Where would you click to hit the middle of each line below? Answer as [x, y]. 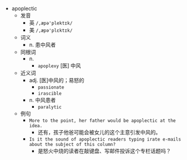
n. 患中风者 [42, 45]
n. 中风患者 [42, 100]
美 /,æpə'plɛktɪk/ [51, 30]
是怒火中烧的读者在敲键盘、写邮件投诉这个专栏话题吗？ [104, 151]
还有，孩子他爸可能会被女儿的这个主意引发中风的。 [99, 132]
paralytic [50, 107]
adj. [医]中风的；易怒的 [57, 80]
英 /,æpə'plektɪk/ [51, 23]
